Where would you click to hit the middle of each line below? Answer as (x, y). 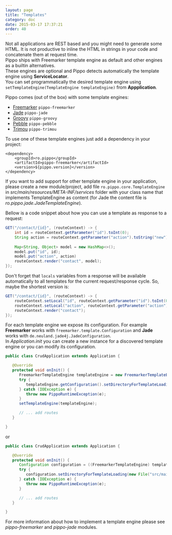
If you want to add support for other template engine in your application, (81, 181)
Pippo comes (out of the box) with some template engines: (67, 97)
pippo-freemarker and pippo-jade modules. (51, 527)
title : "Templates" (26, 15)
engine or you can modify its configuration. (51, 347)
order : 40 (16, 29)
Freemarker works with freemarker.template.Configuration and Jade (79, 330)
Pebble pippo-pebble (35, 124)
